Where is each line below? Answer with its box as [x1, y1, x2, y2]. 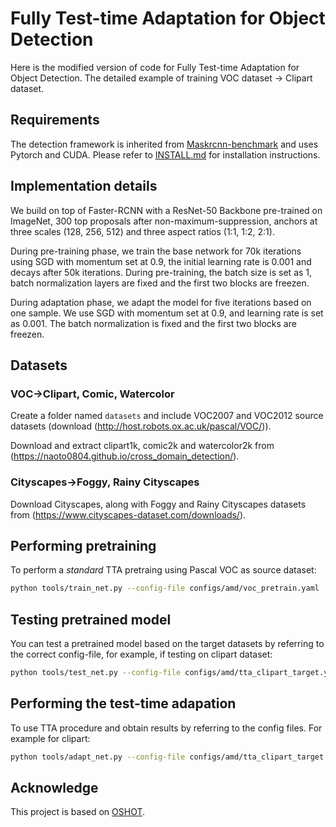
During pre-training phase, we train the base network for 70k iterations [10, 245, 302, 257]
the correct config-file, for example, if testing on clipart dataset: [10, 648, 273, 661]
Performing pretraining [10, 537, 157, 554]
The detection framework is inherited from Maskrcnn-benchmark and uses [10, 138, 319, 150]
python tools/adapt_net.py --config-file [10, 752, 186, 762]
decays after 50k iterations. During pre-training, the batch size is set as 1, [10, 266, 313, 278]
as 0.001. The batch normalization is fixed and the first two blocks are [10, 317, 297, 329]
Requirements [10, 112, 100, 129]
